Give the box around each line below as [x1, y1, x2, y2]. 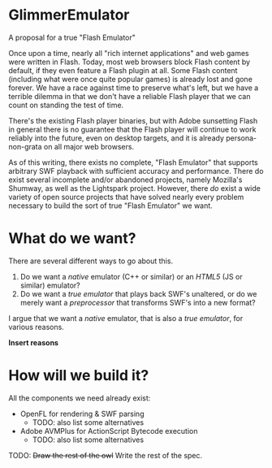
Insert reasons [8, 337, 59, 347]
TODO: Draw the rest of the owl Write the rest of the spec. [8, 450, 203, 460]
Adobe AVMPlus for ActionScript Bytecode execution [19, 426, 198, 435]
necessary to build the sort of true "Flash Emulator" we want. [8, 201, 213, 210]
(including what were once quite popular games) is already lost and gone [8, 74, 253, 84]
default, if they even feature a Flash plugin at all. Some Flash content [8, 65, 238, 75]
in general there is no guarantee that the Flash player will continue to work [8, 124, 257, 134]
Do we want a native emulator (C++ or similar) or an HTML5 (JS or [19, 271, 243, 281]
